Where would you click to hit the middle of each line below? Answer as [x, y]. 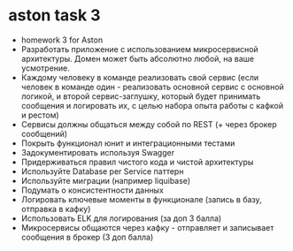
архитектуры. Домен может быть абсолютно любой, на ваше [137, 58]
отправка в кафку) [56, 209]
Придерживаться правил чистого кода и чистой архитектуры [137, 162]
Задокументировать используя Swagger [97, 152]
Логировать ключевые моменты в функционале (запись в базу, [141, 199]
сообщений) [44, 133]
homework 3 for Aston [62, 40]
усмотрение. [45, 68]
